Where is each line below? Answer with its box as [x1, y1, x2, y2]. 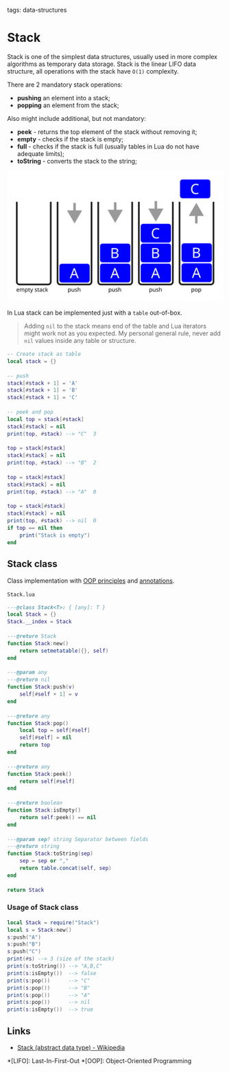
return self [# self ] [19, 778, 75, 785]
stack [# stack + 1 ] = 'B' [7, 387, 78, 394]
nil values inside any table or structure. [23, 337, 136, 345]
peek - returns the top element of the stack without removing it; [16, 127, 197, 136]
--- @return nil [7, 676, 51, 683]
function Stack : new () [7, 640, 69, 647]
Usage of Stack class [7, 903, 79, 913]
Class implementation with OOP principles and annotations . [7, 577, 175, 585]
